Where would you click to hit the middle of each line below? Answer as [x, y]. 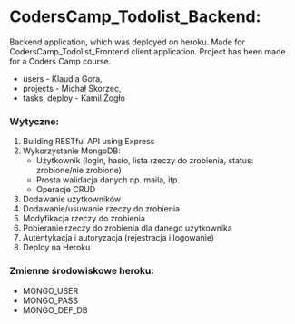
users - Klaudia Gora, [62, 78]
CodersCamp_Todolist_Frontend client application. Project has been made [147, 51]
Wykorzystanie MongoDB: [71, 151]
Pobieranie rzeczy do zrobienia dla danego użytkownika [128, 228]
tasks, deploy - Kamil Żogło [74, 98]
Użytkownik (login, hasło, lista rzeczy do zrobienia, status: [145, 161]
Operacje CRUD [66, 190]
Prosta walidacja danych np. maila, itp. [108, 180]
